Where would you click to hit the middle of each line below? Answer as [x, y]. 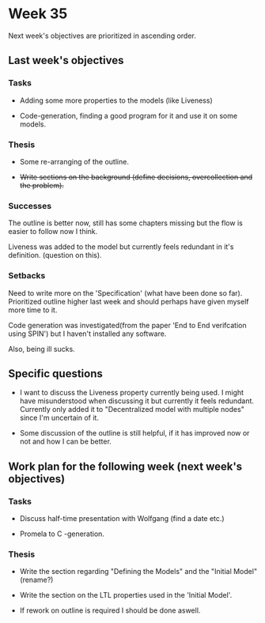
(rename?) [36, 580]
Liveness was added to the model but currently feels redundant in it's [121, 247]
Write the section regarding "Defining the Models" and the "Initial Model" [138, 572]
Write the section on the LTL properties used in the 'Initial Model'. [126, 595]
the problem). [42, 185]
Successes [30, 206]
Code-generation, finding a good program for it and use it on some [129, 115]
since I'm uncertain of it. [59, 418]
